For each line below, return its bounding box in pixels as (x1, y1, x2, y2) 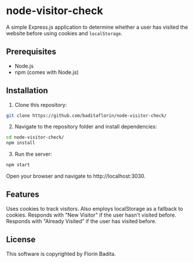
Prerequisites (6, 47, 56, 57)
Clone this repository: (14, 101, 67, 108)
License (6, 235, 36, 245)
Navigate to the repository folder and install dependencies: (14, 123, 158, 130)
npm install (6, 140, 35, 146)
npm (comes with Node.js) (14, 69, 79, 76)
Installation (6, 86, 48, 96)
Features (6, 190, 39, 200)
